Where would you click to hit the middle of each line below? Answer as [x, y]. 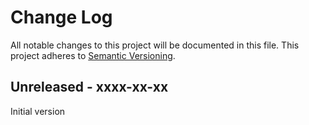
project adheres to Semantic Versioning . [93, 55]
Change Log [61, 17]
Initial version [38, 111]
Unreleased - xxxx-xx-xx [89, 87]
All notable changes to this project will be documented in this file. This [155, 45]
